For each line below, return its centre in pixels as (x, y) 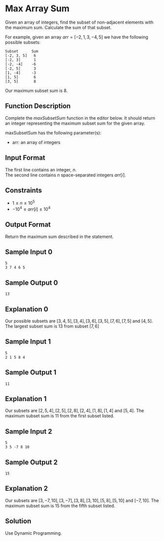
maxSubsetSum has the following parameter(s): (53, 133)
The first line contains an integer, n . (41, 169)
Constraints (24, 190)
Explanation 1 (26, 399)
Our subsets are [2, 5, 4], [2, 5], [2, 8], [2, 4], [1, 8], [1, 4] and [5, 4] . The (75, 411)
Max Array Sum (37, 9)
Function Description (38, 106)
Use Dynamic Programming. (34, 533)
